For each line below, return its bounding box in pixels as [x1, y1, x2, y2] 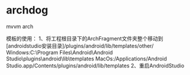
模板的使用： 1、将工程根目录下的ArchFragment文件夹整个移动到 [6, 35, 163, 42]
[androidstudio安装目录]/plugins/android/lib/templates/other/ [6, 42, 154, 49]
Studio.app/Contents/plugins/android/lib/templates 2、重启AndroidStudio [6, 62, 185, 69]
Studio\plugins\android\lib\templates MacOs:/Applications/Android [6, 55, 167, 62]
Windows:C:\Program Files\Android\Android [6, 49, 113, 56]
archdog [6, 4, 48, 17]
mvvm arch [6, 23, 34, 30]
